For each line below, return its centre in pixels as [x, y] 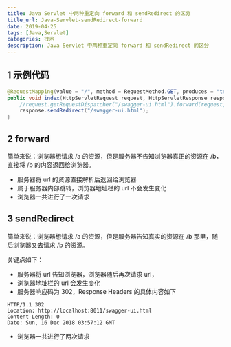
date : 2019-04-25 [32, 26]
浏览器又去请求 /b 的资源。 [51, 245]
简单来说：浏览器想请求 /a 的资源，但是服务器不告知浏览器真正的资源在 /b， [115, 156]
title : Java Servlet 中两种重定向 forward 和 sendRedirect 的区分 [99, 13]
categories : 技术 [31, 39]
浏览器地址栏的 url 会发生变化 [59, 283]
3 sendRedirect [41, 219]
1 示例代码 [29, 76]
